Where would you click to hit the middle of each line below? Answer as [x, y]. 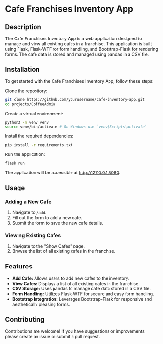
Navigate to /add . [29, 212]
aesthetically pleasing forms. [41, 304]
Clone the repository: [26, 91]
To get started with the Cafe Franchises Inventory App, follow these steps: [80, 81]
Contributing [25, 319]
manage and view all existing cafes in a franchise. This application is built [79, 44]
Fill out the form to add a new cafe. [47, 217]
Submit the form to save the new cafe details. [57, 223]
